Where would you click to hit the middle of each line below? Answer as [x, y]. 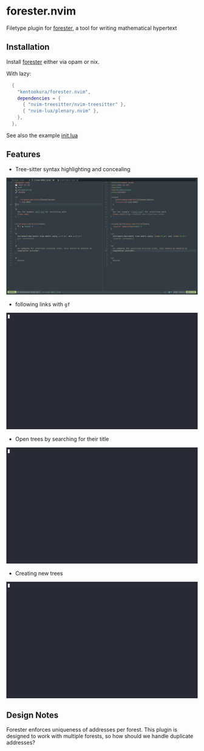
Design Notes [32, 715]
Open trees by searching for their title [62, 439]
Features [23, 155]
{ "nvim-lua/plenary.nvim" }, [60, 111]
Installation [28, 47]
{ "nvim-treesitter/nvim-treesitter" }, [74, 104]
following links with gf [42, 304]
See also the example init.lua [42, 135]
